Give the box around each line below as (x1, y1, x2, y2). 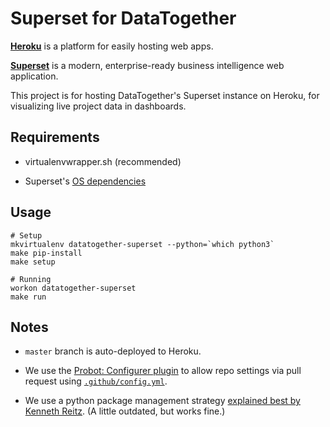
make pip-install (10, 248, 83, 258)
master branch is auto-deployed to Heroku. (24, 345, 202, 357)
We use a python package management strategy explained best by (24, 395, 301, 407)
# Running (10, 274, 52, 284)
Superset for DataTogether (10, 7, 237, 30)
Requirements (10, 129, 100, 146)
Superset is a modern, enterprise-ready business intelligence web (10, 59, 285, 71)
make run (10, 292, 47, 302)
